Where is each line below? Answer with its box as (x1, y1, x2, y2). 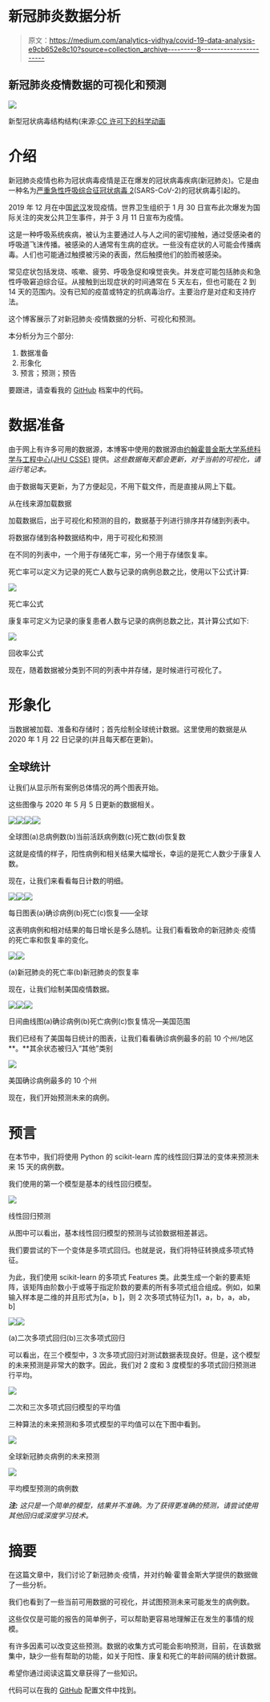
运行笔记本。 (8, 464, 50, 474)
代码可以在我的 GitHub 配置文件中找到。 (8, 1685, 141, 1695)
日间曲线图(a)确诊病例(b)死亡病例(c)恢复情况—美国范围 (8, 1016, 191, 1026)
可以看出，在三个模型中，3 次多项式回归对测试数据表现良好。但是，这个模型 (8, 1350, 260, 1360)
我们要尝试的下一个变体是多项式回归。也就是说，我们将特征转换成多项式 (8, 1245, 247, 1255)
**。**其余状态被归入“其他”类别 (8, 1044, 114, 1053)
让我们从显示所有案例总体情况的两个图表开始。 (8, 783, 163, 792)
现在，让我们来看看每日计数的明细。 (8, 876, 128, 886)
